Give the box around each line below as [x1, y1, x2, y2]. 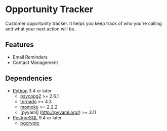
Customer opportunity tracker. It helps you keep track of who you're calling [5, 20, 162, 26]
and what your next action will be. [5, 25, 76, 31]
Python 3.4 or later [12, 87, 52, 93]
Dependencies [5, 74, 52, 83]
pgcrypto [20, 120, 39, 126]
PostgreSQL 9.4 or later [12, 114, 62, 120]
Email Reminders [12, 54, 48, 60]
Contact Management [12, 59, 58, 65]
